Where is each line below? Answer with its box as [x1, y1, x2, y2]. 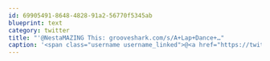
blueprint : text [8, 19, 63, 27]
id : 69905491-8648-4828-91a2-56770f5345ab [8, 11, 153, 20]
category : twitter [8, 26, 70, 34]
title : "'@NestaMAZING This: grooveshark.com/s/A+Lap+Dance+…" [8, 33, 225, 42]
